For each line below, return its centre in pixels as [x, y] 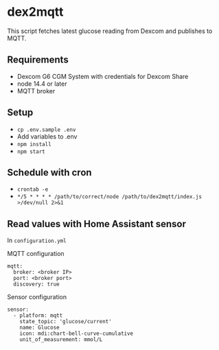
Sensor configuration [37, 297]
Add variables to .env [47, 136]
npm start [31, 152]
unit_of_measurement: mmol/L [61, 340]
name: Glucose [39, 328]
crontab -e [33, 189]
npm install [34, 144]
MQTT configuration [36, 254]
